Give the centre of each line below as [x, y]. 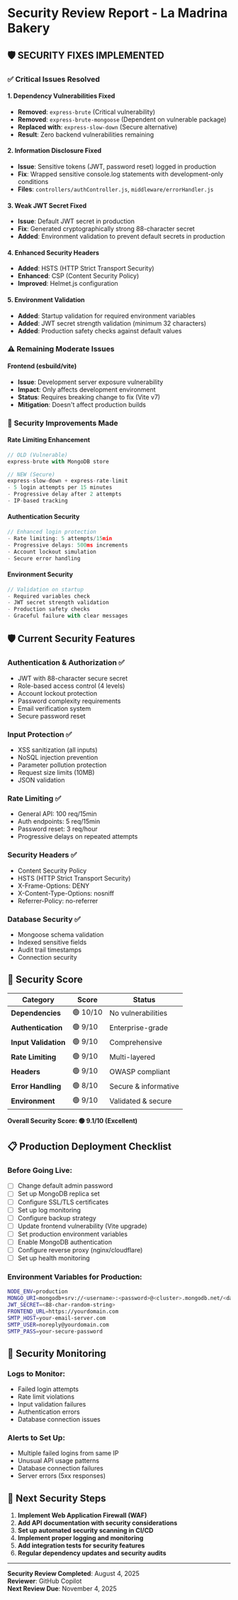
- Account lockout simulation [52, 552]
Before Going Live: [40, 1171]
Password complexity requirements [69, 701]
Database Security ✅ [44, 919]
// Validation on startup [45, 589]
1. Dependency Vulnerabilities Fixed [61, 96]
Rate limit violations [46, 1397]
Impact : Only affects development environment [86, 390]
